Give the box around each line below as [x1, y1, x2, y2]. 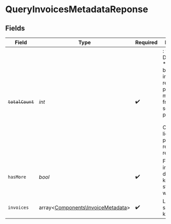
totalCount [8, 99, 34, 105]
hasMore [8, 174, 26, 180]
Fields [5, 24, 25, 33]
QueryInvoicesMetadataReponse [5, 4, 149, 15]
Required [135, 39, 158, 46]
